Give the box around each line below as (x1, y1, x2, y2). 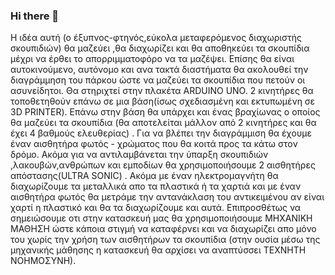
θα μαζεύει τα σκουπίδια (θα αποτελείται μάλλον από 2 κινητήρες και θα (10, 117, 317, 129)
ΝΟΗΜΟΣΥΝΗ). (10, 255, 77, 267)
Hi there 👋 (10, 9, 60, 23)
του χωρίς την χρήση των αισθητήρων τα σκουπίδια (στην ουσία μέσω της (10, 234, 321, 246)
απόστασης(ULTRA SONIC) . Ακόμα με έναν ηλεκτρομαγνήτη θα (10, 170, 279, 182)
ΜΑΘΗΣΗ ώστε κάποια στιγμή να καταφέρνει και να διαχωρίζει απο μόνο (10, 223, 317, 235)
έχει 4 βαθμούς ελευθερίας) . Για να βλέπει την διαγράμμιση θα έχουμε (10, 127, 312, 139)
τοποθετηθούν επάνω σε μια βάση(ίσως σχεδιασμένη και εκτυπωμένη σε (10, 95, 316, 108)
